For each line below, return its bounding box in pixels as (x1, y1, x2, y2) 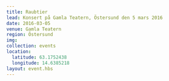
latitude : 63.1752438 (12, 54, 67, 60)
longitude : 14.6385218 (12, 60, 70, 66)
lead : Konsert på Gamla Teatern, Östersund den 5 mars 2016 (6, 15, 163, 21)
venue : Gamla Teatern (6, 26, 62, 32)
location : (6, 49, 32, 55)
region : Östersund (6, 32, 53, 38)
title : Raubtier (6, 9, 48, 15)
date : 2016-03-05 (6, 20, 51, 26)
